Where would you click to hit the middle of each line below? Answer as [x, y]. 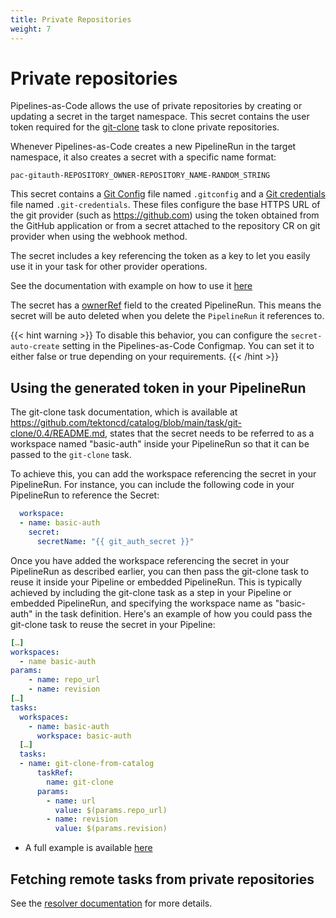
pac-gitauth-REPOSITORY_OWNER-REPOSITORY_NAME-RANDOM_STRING [140, 176]
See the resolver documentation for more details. [111, 903]
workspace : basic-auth [84, 736]
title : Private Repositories [71, 19]
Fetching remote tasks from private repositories [162, 879]
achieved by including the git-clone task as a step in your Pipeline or [151, 592]
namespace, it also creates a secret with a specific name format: [143, 157]
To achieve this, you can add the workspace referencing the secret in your [163, 474]
